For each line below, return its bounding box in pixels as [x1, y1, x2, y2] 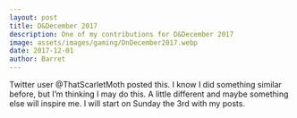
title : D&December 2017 [9, 21, 98, 30]
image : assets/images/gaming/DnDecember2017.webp [9, 38, 199, 47]
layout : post [9, 13, 58, 22]
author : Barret [9, 55, 66, 63]
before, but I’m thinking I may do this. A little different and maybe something [9, 88, 289, 99]
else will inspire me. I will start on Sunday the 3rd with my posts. [9, 98, 246, 108]
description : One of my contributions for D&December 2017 [9, 29, 234, 38]
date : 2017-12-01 [9, 46, 74, 55]
